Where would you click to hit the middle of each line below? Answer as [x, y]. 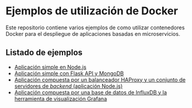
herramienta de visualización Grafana [61, 98]
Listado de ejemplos [44, 53]
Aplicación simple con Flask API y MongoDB [69, 73]
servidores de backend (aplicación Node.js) [68, 86]
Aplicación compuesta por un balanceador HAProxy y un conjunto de [100, 79]
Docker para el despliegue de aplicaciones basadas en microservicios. [93, 33]
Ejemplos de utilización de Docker [92, 11]
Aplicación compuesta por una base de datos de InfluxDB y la [91, 92]
